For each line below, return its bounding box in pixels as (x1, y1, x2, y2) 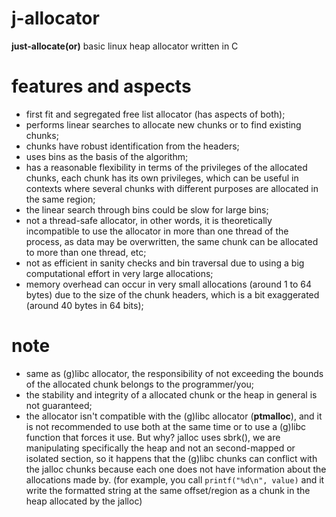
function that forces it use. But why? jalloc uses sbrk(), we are (25, 431, 281, 443)
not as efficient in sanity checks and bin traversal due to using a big (25, 257, 305, 269)
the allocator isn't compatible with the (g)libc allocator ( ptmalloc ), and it (25, 410, 323, 422)
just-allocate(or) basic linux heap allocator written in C (11, 40, 239, 52)
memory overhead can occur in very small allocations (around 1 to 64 (25, 278, 313, 290)
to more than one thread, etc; (25, 246, 147, 258)
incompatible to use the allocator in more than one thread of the (25, 225, 289, 237)
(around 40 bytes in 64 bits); (25, 299, 144, 311)
